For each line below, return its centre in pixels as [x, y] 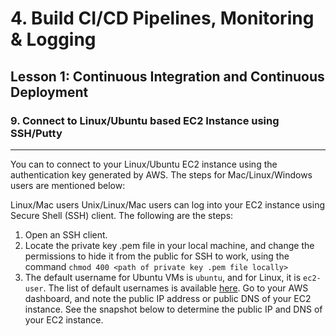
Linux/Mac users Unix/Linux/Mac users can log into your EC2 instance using [167, 204]
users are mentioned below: [68, 185]
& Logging [53, 39]
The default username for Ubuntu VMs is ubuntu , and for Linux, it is [163, 277]
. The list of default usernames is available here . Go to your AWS [176, 288]
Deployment [49, 92]
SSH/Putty [36, 133]
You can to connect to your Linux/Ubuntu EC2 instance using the [144, 164]
